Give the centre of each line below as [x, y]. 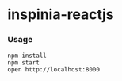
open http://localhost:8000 [54, 70]
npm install [27, 56]
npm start [24, 63]
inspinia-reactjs [61, 15]
